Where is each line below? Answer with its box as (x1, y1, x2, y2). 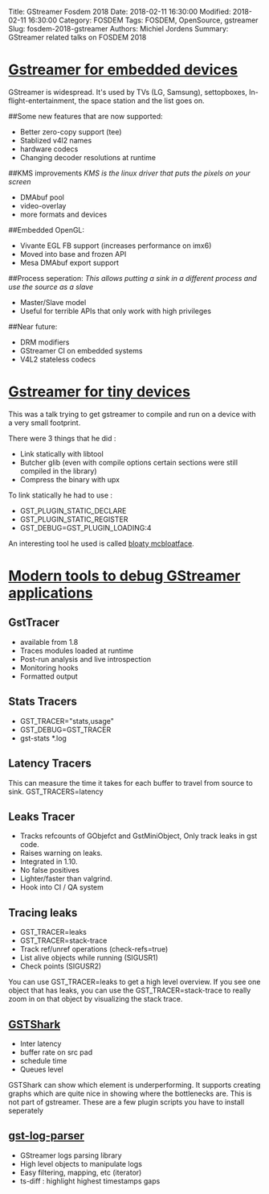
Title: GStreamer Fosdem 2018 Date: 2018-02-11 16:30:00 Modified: (8, 7, 231, 16)
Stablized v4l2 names (19, 135, 92, 145)
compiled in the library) (19, 466, 97, 476)
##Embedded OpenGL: (8, 225, 85, 234)
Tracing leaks (8, 906, 78, 919)
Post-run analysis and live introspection (19, 654, 151, 663)
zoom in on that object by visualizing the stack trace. (8, 994, 183, 1004)
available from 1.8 (19, 637, 79, 647)
